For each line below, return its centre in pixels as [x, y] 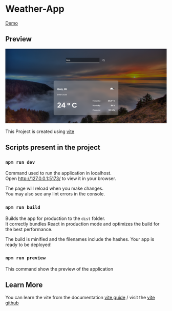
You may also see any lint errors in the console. [55, 194]
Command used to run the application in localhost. [58, 173]
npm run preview [26, 258]
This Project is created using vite [40, 131]
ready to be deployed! [29, 245]
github [12, 303]
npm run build [23, 207]
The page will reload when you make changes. [55, 188]
